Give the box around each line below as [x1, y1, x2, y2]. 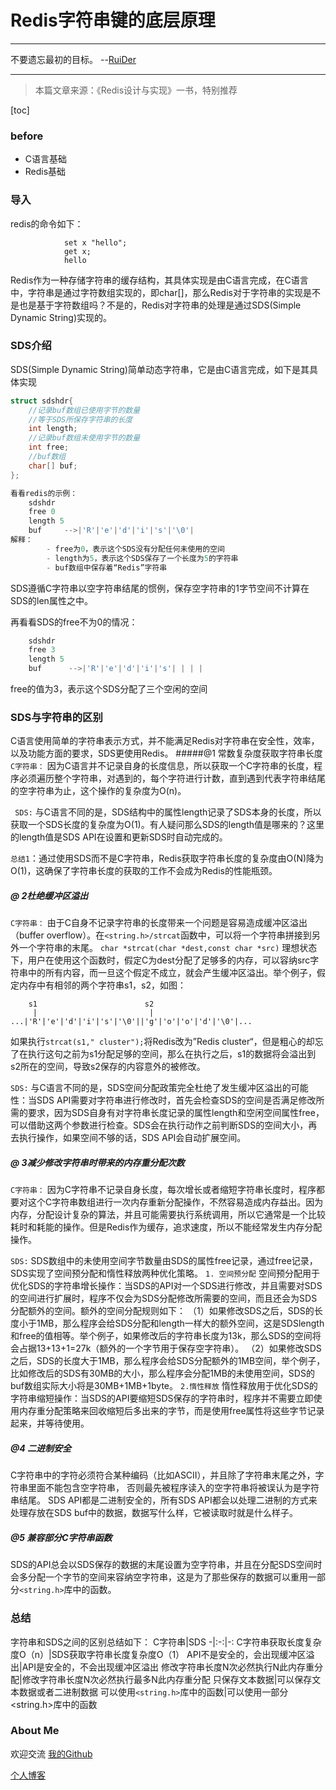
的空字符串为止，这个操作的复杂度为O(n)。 [10, 785, 187, 797]
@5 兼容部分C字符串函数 [10, 1531, 113, 1543]
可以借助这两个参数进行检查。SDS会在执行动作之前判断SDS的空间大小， [10, 1119, 309, 1131]
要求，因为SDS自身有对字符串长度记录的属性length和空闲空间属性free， [27, 1107, 325, 1119]
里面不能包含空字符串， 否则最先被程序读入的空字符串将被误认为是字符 [27, 1482, 320, 1494]
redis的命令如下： [10, 217, 84, 230]
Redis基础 [24, 166, 67, 178]
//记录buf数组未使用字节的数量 [28, 433, 141, 443]
